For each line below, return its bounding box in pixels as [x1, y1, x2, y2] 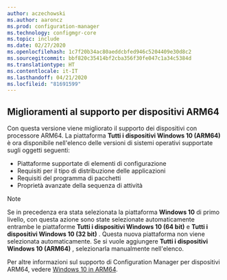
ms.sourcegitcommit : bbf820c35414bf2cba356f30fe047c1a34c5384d [7, 55, 192, 62]
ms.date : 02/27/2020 [7, 42, 67, 49]
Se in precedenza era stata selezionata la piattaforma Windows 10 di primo [7, 208, 220, 217]
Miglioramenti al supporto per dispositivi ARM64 [7, 106, 219, 118]
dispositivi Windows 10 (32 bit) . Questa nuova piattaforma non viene [7, 230, 206, 238]
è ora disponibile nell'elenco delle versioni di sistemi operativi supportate [7, 139, 213, 147]
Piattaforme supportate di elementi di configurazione [16, 160, 167, 168]
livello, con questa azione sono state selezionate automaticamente [7, 215, 195, 224]
